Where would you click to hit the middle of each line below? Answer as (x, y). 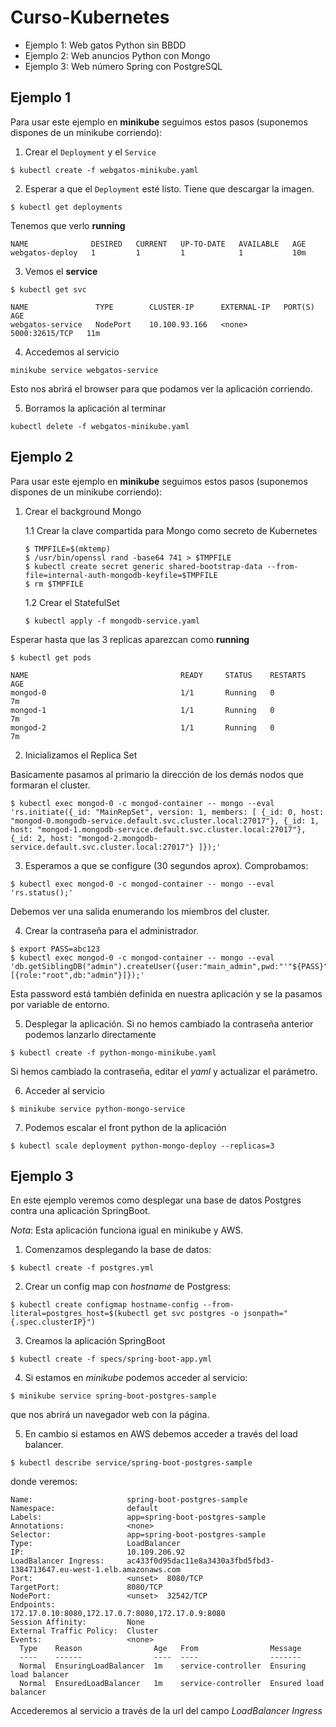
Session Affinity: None (77, 1622)
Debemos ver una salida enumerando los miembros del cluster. (140, 911)
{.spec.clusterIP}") (53, 1322)
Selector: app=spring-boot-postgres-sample (138, 1535)
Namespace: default (84, 1509)
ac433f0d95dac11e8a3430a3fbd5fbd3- (200, 1561)
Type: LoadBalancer (96, 1544)
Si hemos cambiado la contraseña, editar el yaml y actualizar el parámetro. (164, 1071)
